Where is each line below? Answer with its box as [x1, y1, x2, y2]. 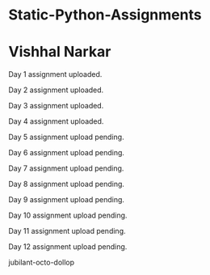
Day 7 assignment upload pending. [8, 163, 124, 173]
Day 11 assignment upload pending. [8, 226, 126, 236]
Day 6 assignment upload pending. [8, 148, 125, 158]
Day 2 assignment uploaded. [8, 85, 104, 95]
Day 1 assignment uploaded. [8, 70, 103, 79]
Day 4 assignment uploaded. [8, 116, 104, 126]
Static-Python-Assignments [8, 6, 202, 24]
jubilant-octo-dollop [8, 257, 75, 268]
